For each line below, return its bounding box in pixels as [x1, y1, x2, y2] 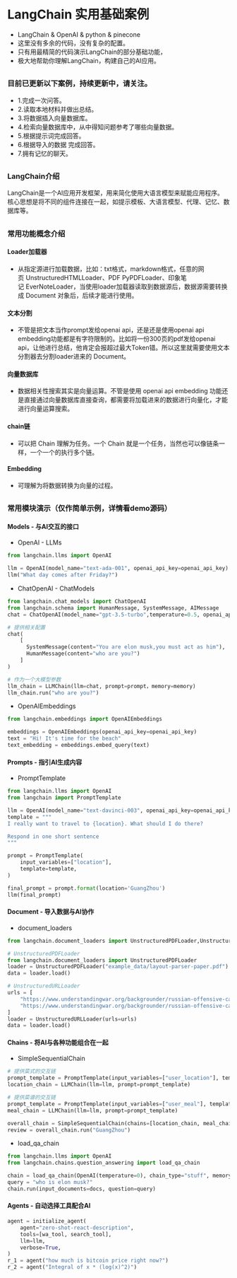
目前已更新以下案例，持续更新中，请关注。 [7, 79, 152, 88]
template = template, [20, 866, 78, 873]
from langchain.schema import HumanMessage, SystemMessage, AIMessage [7, 604, 219, 612]
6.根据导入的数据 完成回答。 [17, 140, 99, 149]
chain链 [7, 422, 30, 431]
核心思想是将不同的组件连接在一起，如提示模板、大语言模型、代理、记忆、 [7, 197, 224, 206]
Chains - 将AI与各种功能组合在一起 [7, 1038, 109, 1047]
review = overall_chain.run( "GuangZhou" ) [7, 1126, 131, 1134]
